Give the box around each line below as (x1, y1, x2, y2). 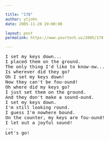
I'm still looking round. (5, 105, 70, 110)
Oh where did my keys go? (5, 84, 70, 90)
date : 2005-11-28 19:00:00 (5, 21, 63, 26)
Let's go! (5, 130, 30, 136)
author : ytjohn (5, 16, 38, 22)
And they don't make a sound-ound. (5, 95, 94, 100)
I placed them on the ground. (5, 59, 81, 65)
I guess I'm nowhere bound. (5, 110, 75, 116)
